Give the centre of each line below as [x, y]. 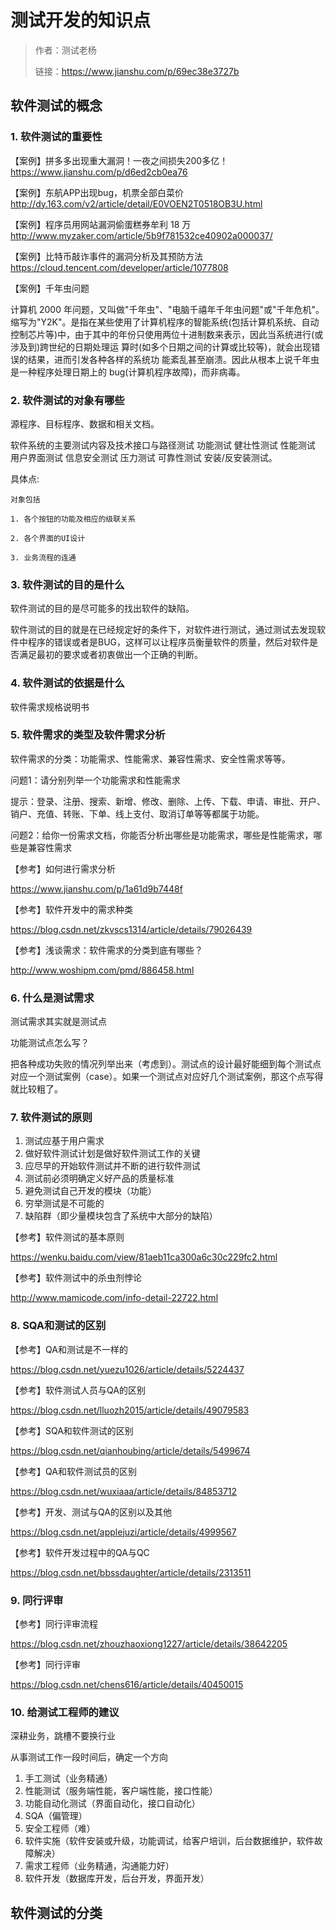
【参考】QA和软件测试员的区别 [73, 1471]
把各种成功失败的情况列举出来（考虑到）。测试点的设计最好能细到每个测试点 [166, 1064]
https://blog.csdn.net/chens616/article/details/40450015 [127, 1684]
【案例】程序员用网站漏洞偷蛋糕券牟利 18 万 [101, 224]
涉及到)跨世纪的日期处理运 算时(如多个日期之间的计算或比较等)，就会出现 [161, 347]
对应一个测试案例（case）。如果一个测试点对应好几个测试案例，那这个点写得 [167, 1077]
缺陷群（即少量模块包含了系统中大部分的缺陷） [121, 1216]
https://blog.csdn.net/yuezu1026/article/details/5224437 [127, 1369]
